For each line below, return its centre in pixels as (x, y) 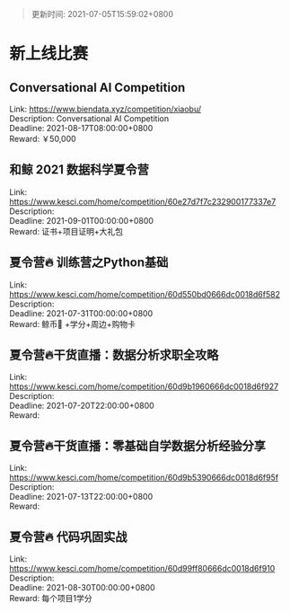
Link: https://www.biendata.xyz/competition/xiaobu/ (105, 109)
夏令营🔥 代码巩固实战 (68, 537)
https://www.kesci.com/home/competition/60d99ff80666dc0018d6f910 (142, 569)
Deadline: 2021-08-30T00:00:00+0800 (82, 588)
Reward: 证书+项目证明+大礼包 (66, 231)
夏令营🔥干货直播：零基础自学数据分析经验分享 (138, 445)
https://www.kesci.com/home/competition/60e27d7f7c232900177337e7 (143, 201)
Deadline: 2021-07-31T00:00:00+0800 (81, 313)
